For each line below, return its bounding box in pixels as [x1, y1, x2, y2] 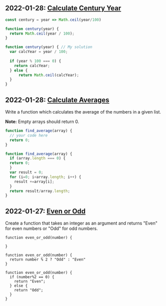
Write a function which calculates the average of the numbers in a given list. [5, 109, 161, 114]
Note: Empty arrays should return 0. [5, 118, 80, 124]
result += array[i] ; [14, 179, 55, 184]
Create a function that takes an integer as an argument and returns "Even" [5, 220, 158, 226]
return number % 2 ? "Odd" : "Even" [9, 257, 86, 262]
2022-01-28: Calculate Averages [5, 95, 110, 104]
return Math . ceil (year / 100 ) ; [9, 31, 75, 36]
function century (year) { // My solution [5, 44, 93, 49]
